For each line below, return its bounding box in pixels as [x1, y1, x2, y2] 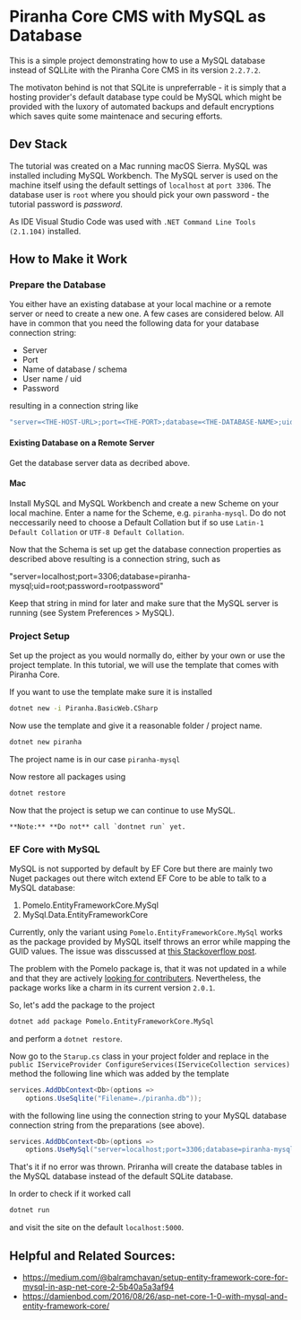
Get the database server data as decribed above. [9, 457, 191, 468]
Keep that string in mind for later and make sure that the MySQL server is [9, 597, 279, 608]
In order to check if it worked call [9, 1188, 132, 1200]
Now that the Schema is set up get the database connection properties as [9, 543, 282, 554]
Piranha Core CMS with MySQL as [9, 6, 266, 27]
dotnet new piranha [9, 737, 82, 746]
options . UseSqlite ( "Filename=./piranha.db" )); [25, 1094, 202, 1103]
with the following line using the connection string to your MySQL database [9, 1110, 287, 1121]
